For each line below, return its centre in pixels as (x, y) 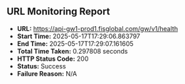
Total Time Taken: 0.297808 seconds (73, 51)
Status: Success (41, 66)
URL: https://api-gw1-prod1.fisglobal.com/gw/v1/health (97, 28)
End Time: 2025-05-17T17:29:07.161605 (75, 43)
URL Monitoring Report (59, 12)
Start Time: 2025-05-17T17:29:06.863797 (78, 36)
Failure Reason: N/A (47, 73)
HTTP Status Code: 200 (53, 59)
